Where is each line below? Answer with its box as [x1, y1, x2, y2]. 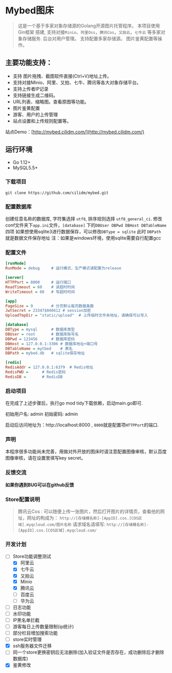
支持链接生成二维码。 [12, 92, 58, 98]
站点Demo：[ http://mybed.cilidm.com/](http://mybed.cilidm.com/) [5, 129, 144, 135]
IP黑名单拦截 [12, 617, 40, 623]
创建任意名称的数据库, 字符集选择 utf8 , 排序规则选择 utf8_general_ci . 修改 [5, 216, 162, 222]
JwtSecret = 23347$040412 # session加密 [5, 308, 91, 313]
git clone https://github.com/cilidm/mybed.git [5, 190, 109, 195]
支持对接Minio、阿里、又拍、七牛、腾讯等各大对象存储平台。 [12, 79, 141, 85]
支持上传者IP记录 [12, 86, 49, 92]
